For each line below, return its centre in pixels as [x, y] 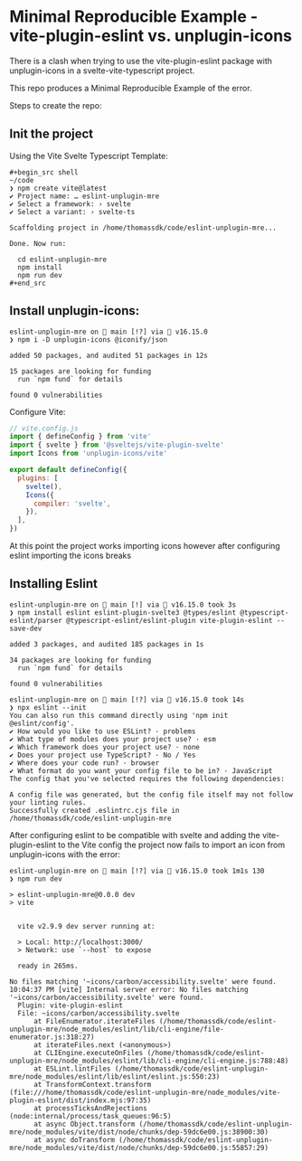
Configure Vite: [38, 411]
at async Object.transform [84, 1124]
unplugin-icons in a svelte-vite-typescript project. [102, 71]
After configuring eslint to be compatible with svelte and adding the [135, 835]
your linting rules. [48, 802]
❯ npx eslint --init [48, 707]
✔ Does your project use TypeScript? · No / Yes [103, 755]
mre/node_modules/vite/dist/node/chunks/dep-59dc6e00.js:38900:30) [139, 1132]
